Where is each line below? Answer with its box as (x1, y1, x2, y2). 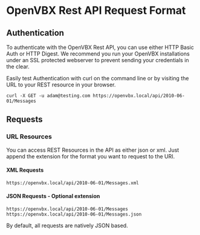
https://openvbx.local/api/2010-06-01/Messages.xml (6, 179, 139, 186)
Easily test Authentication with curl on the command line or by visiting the (6, 75, 189, 82)
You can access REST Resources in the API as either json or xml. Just (6, 146, 179, 153)
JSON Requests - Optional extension (6, 193, 100, 200)
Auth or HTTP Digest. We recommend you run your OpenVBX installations (6, 50, 190, 57)
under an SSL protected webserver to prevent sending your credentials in (6, 57, 189, 63)
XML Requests (6, 167, 44, 174)
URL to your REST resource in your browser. (6, 81, 116, 88)
